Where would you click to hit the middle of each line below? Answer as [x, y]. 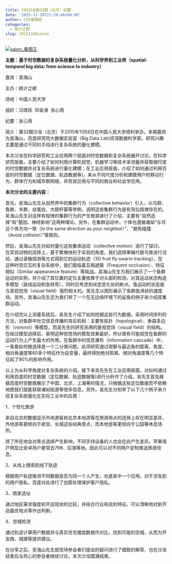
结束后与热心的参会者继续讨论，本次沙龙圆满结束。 [59, 556]
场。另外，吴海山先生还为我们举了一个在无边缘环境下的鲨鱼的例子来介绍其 [84, 297]
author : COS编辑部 [24, 19]
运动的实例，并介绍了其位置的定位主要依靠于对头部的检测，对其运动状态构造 [86, 278]
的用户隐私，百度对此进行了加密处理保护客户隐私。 [59, 482]
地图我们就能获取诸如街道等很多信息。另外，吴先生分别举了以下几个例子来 [84, 389]
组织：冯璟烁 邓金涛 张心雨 [35, 110]
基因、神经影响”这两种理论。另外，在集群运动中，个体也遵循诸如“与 [90, 222]
